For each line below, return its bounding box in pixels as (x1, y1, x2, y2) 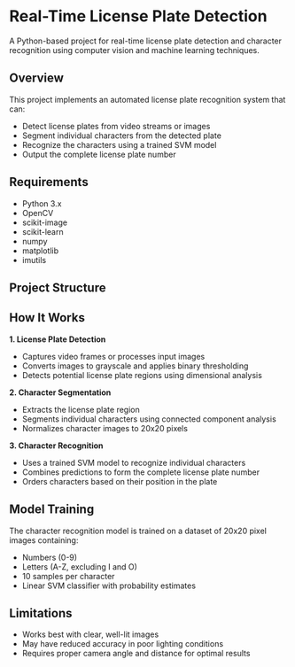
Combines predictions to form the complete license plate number (21, 467, 260, 477)
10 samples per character (21, 570, 115, 581)
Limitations (9, 605, 73, 621)
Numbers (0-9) (21, 552, 78, 562)
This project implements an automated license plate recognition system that (9, 94, 286, 105)
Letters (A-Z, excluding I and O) (21, 561, 137, 572)
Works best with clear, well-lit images (21, 629, 159, 640)
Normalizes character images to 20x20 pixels (21, 423, 189, 433)
